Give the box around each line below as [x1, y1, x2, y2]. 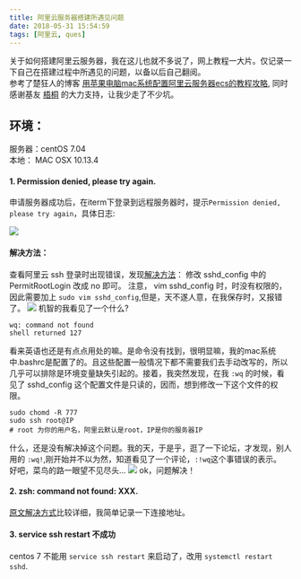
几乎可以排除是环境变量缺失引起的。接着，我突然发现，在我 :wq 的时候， [9, 367, 278, 378]
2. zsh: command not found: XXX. [9, 486, 139, 496]
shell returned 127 [9, 329, 82, 338]
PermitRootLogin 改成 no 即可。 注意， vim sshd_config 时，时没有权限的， [9, 280, 288, 291]
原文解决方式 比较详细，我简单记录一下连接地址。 [9, 506, 190, 517]
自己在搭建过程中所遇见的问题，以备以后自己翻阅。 [16, 66, 206, 77]
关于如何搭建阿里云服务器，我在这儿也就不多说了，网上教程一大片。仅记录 [9, 56, 284, 66]
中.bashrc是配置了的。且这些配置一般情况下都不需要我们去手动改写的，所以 [9, 356, 288, 367]
